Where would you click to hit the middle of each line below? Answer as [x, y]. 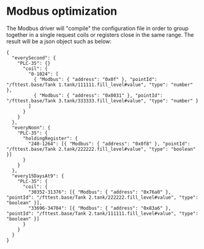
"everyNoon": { [31, 128]
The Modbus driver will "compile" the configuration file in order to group [97, 28]
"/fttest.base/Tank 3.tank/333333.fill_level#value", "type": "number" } [103, 101]
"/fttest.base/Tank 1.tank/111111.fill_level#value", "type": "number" [100, 85]
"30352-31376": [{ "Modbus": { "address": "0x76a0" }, [100, 192]
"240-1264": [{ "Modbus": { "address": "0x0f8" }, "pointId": [109, 144]
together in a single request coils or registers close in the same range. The [100, 34]
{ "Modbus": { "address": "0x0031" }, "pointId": [98, 95]
